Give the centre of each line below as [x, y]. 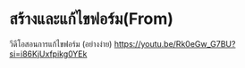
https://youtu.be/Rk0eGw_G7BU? [175, 43]
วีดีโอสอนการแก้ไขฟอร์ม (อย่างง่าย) [61, 43]
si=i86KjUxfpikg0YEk [48, 54]
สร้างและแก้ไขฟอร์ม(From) [92, 19]
